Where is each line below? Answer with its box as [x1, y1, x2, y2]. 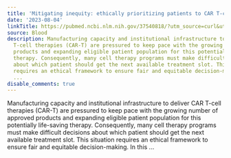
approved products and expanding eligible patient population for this [7, 114, 201, 122]
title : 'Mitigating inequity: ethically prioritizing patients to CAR [7, 10, 214, 17]
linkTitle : [7, 23, 38, 30]
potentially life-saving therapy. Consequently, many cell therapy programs [7, 121, 217, 129]
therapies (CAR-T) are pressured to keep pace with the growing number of [7, 106, 219, 115]
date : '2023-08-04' [7, 16, 63, 23]
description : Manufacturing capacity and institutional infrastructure [7, 36, 217, 43]
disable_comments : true [7, 80, 76, 87]
